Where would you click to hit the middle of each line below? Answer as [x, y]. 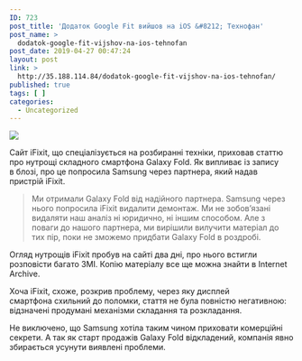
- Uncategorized [48, 110]
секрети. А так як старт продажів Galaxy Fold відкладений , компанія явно [151, 338]
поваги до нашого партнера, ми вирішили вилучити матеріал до [155, 227]
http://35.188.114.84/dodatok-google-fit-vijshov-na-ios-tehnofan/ [147, 77]
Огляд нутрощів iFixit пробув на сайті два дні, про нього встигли [133, 255]
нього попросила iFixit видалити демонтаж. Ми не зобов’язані [151, 208]
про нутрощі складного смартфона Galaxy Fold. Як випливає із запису [144, 162]
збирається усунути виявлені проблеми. [88, 347]
